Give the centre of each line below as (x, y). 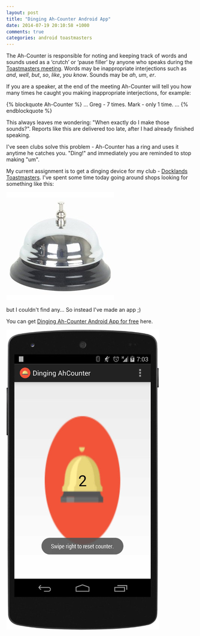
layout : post (22, 13)
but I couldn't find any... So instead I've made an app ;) (74, 310)
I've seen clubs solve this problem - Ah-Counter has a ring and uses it (93, 147)
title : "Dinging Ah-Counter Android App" (59, 19)
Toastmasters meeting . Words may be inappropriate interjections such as (96, 68)
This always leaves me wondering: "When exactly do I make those (88, 122)
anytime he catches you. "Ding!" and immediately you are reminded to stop (99, 153)
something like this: (30, 184)
